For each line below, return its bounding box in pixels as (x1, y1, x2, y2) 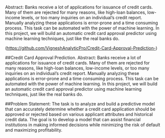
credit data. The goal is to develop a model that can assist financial (5, 117, 141, 122)
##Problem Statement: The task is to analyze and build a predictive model (5, 101, 155, 106)
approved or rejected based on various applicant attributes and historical (5, 111, 153, 117)
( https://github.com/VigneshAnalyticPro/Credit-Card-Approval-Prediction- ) (5, 45, 158, 51)
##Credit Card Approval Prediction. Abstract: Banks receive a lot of (5, 55, 141, 61)
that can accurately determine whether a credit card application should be (5, 106, 156, 112)
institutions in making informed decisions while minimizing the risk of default (5, 122, 161, 128)
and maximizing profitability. (5, 127, 63, 133)
